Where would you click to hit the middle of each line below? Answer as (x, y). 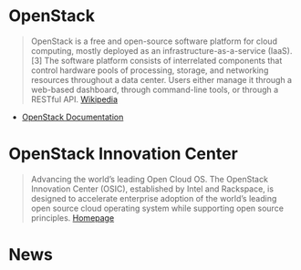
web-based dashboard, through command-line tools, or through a (155, 89)
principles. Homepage (73, 218)
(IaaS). (280, 50)
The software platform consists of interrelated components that (163, 60)
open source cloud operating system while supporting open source (157, 208)
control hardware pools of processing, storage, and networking (150, 70)
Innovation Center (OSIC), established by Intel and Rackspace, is (152, 189)
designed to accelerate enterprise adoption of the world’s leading (154, 198)
